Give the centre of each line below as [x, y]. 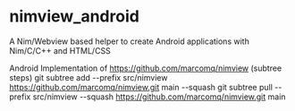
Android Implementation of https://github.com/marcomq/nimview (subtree [146, 68]
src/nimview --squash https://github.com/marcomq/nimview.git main [159, 97]
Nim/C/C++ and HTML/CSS [60, 50]
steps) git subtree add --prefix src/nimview [88, 77]
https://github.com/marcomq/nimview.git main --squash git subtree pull [141, 87]
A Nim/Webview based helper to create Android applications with [130, 41]
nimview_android [75, 17]
